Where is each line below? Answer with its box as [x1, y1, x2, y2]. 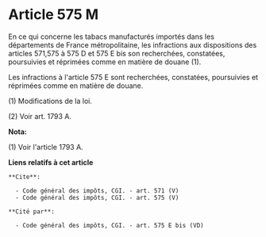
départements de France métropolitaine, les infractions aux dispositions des [8, 40, 257, 49]
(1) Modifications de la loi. [8, 96, 93, 105]
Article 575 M [8, 6, 99, 24]
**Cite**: [8, 173, 41, 181]
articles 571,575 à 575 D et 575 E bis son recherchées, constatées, [8, 48, 226, 58]
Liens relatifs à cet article [8, 157, 94, 167]
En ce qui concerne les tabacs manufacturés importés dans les [8, 32, 214, 41]
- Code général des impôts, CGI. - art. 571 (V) [15, 186, 179, 195]
